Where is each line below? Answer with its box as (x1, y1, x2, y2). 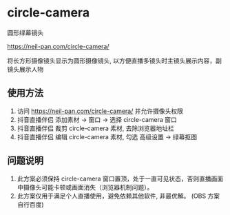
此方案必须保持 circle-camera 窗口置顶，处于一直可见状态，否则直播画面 (17, 174, 224, 183)
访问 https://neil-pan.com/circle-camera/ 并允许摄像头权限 (17, 107, 184, 115)
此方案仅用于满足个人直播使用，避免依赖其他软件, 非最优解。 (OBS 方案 (17, 192, 220, 200)
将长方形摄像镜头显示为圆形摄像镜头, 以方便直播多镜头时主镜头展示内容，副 (7, 57, 222, 65)
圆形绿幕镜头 (7, 28, 43, 37)
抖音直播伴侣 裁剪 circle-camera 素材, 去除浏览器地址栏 (17, 124, 174, 132)
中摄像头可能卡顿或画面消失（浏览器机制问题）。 (17, 183, 154, 191)
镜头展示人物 (7, 65, 43, 73)
